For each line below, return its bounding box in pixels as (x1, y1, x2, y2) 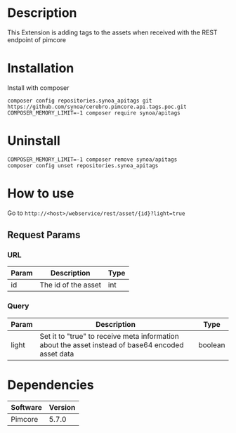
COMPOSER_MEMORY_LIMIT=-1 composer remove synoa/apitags (7, 156, 178, 163)
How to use (7, 186, 74, 201)
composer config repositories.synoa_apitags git (7, 97, 152, 104)
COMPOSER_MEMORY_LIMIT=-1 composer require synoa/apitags (7, 109, 181, 117)
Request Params (7, 229, 81, 241)
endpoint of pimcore (7, 35, 67, 44)
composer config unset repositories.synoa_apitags (7, 162, 159, 169)
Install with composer (7, 83, 70, 92)
